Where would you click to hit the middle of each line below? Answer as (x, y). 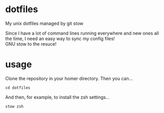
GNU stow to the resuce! (31, 44)
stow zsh (14, 106)
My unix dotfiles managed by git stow (44, 23)
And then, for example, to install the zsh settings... (57, 97)
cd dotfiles (18, 88)
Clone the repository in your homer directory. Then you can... (69, 78)
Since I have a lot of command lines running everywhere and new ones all (82, 33)
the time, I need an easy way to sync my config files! (60, 39)
